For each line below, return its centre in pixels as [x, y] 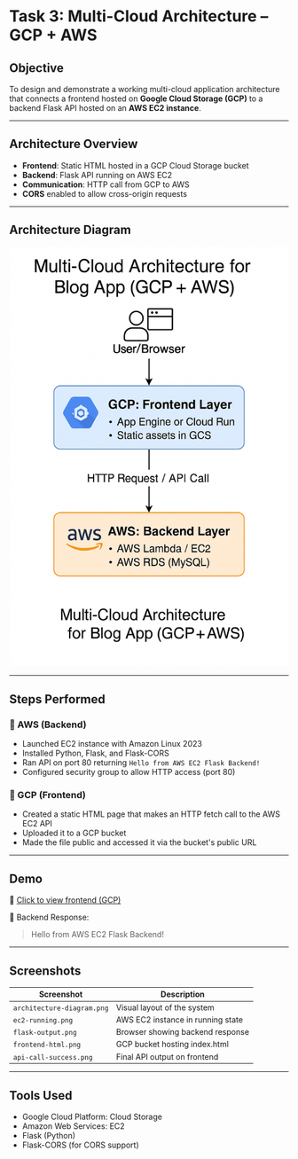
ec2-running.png [43, 1020]
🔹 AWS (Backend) [48, 724]
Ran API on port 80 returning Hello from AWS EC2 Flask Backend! [141, 763]
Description [183, 994]
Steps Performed [58, 699]
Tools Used [41, 1096]
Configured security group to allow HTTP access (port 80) [129, 772]
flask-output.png [45, 1033]
